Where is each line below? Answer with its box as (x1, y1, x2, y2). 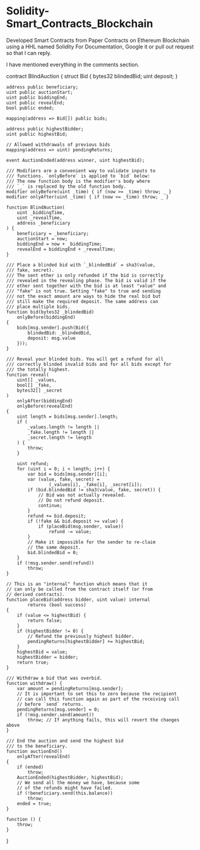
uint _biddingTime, (17, 209, 65, 216)
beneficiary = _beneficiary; (17, 230, 89, 237)
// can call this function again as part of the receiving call (17, 696, 180, 702)
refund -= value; (48, 528, 92, 534)
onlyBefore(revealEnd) (17, 403, 73, 409)
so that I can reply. (6, 49, 52, 56)
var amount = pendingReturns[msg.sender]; (17, 686, 124, 692)
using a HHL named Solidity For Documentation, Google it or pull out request (6, 43, 194, 50)
